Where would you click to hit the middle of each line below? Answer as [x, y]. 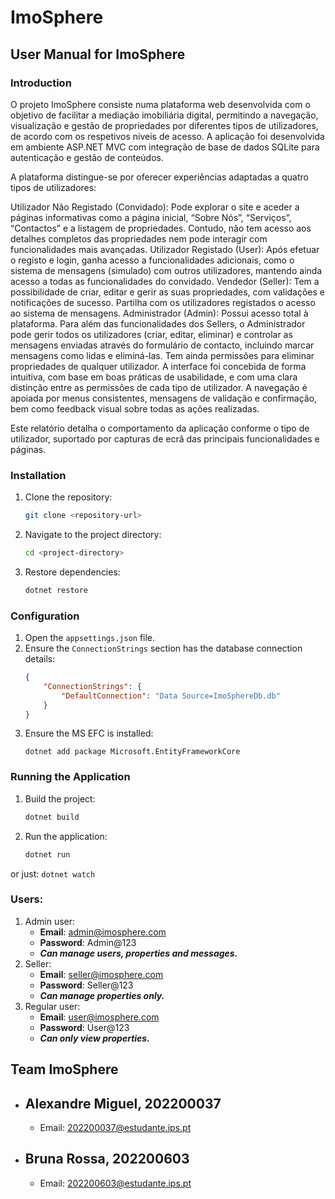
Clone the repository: [68, 497]
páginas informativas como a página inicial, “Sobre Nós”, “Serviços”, [151, 217]
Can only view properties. [94, 1038]
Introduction [41, 83]
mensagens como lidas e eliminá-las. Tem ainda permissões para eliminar [162, 355]
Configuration [45, 616]
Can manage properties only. [102, 995]
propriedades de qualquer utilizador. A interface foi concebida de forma [158, 366]
